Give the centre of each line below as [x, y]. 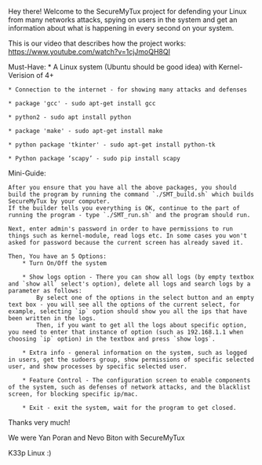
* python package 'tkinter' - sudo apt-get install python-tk [112, 145]
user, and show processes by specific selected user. [98, 367]
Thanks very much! [39, 423]
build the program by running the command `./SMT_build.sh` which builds [131, 194]
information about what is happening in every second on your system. [121, 28]
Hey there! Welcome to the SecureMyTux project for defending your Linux [127, 11]
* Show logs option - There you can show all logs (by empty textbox [138, 277]
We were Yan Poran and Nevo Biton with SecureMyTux [96, 437]
